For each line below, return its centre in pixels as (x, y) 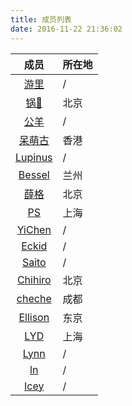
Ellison (34, 317)
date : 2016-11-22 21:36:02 (66, 29)
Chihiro (34, 279)
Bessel (34, 174)
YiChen (34, 229)
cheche (34, 298)
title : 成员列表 (41, 19)
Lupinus (34, 157)
